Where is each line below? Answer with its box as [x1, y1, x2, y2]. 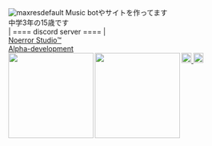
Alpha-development [8, 44, 74, 53]
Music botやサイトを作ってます [65, 8, 168, 17]
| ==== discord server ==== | [8, 27, 106, 36]
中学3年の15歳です [8, 18, 70, 27]
